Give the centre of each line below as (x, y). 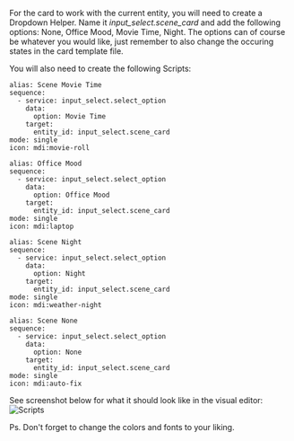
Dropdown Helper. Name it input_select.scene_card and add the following (145, 22)
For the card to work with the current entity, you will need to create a (136, 13)
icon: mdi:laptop (42, 226)
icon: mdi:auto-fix (46, 384)
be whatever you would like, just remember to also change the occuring (142, 41)
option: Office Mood (71, 195)
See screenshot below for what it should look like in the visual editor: (136, 400)
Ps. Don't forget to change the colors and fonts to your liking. (122, 427)
